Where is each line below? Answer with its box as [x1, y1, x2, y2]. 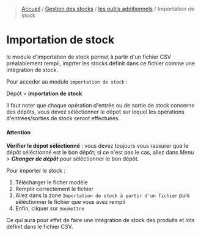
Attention [6, 128, 31, 136]
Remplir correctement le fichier [15, 186, 93, 193]
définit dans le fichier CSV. [6, 223, 73, 231]
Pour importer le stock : [6, 167, 66, 175]
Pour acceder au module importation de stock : [6, 78, 128, 85]
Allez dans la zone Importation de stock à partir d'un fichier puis [15, 192, 190, 199]
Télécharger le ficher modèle [15, 179, 89, 186]
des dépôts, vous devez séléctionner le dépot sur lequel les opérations [6, 108, 185, 115]
